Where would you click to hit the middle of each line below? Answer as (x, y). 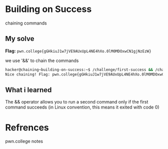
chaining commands (26, 23)
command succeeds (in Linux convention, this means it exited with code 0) (82, 107)
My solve (20, 39)
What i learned (28, 90)
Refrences (27, 127)
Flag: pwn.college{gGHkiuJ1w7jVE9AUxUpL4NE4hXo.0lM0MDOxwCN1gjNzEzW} (78, 50)
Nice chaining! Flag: (28, 74)
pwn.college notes (24, 141)
